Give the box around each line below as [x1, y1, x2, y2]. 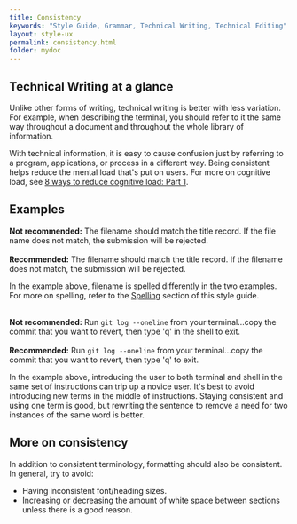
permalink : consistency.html [9, 37, 117, 47]
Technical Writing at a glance [9, 79, 174, 94]
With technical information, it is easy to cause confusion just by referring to [9, 147, 284, 158]
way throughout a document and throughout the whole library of [9, 121, 245, 131]
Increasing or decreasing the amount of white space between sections [21, 495, 281, 505]
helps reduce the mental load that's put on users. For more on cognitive [9, 166, 271, 178]
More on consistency [9, 435, 129, 450]
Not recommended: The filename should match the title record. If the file [9, 226, 277, 236]
